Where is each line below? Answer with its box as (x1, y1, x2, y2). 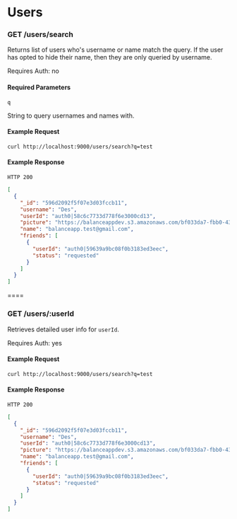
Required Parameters (7, 83, 71, 92)
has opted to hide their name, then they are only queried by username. (7, 53, 213, 62)
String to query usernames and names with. (7, 111, 135, 120)
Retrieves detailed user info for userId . (7, 325, 120, 333)
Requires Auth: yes (7, 338, 62, 347)
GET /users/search (7, 30, 74, 40)
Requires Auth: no (7, 67, 60, 75)
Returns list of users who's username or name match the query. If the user (7, 45, 224, 54)
